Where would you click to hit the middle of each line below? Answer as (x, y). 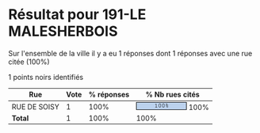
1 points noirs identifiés (46, 77)
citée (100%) (29, 62)
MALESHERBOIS (63, 31)
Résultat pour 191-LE (77, 15)
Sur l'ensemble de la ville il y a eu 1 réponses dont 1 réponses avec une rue (130, 53)
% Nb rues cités (172, 95)
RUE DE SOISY (35, 106)
